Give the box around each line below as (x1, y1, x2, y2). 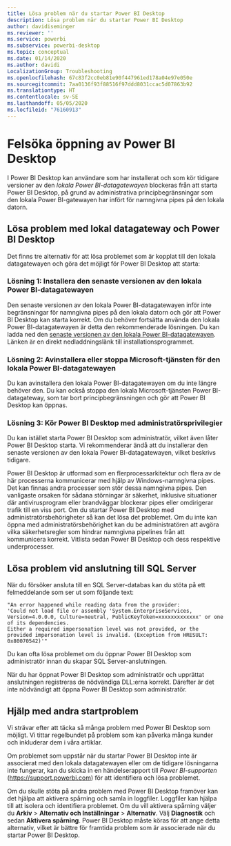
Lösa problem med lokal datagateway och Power (7, 223, 220, 235)
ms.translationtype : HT (7, 87, 76, 94)
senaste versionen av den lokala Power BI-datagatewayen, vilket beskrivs (7, 449, 216, 457)
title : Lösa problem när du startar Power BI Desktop (7, 10, 165, 17)
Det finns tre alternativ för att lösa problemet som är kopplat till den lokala (7, 252, 216, 260)
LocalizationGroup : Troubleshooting (7, 68, 112, 75)
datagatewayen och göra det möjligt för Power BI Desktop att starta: (7, 259, 201, 268)
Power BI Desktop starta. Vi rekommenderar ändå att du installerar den (7, 441, 208, 449)
